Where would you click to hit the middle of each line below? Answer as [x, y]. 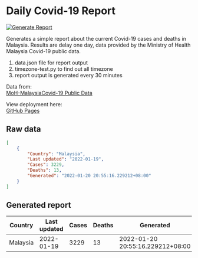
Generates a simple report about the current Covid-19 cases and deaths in [96, 38]
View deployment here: [34, 104]
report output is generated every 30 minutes [68, 75]
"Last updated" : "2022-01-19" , [66, 159]
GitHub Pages [23, 110]
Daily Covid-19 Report [61, 11]
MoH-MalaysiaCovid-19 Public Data [49, 93]
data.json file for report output [51, 63]
